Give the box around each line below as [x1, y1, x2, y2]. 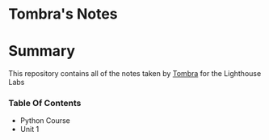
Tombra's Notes [8, 5, 119, 23]
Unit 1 [19, 125, 40, 134]
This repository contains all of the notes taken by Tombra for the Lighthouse [8, 69, 262, 78]
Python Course [19, 116, 70, 125]
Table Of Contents [8, 98, 82, 109]
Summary [8, 42, 75, 61]
